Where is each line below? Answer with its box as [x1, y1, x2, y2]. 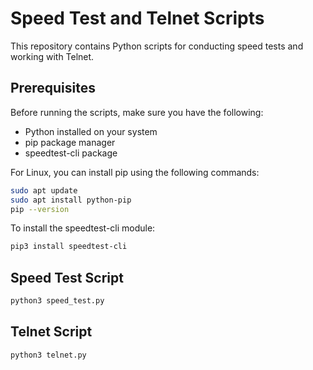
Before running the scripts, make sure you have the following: [10, 106, 264, 118]
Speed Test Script [10, 269, 124, 286]
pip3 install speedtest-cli [10, 242, 128, 252]
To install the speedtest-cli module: [10, 222, 156, 234]
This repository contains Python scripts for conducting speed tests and [10, 40, 304, 52]
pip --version [10, 204, 70, 214]
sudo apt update [10, 185, 78, 196]
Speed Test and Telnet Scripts [10, 7, 265, 30]
